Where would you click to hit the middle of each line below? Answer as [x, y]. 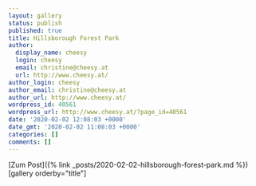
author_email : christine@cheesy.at [67, 90]
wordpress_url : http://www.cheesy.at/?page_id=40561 [98, 113]
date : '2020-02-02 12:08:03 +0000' [67, 120]
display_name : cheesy [51, 53]
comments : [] [30, 142]
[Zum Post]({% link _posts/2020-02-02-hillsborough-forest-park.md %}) [128, 164]
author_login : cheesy [44, 82]
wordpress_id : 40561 [43, 105]
